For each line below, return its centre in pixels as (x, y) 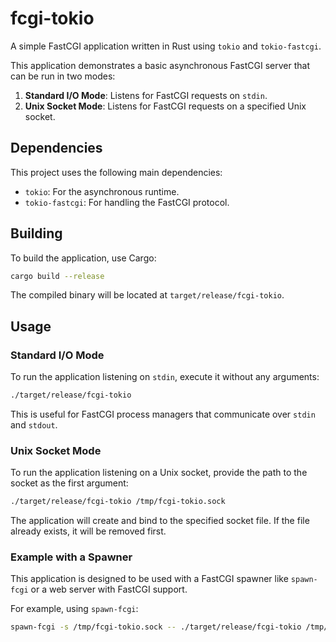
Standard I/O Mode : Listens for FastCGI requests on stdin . (146, 95)
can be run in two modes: (63, 76)
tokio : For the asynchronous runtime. (102, 191)
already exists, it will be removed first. (88, 531)
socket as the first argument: (69, 483)
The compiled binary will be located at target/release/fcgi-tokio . (147, 295)
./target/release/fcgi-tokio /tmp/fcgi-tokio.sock (118, 502)
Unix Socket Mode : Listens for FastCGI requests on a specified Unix (165, 106)
